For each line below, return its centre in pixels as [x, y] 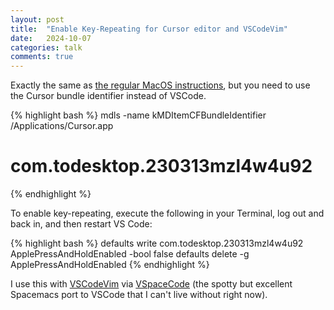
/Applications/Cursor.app [62, 126]
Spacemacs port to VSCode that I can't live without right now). [139, 295]
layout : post [37, 19]
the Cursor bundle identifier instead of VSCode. [108, 96]
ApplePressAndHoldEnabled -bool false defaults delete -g [130, 254]
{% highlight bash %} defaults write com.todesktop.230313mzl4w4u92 [157, 243]
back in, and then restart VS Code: [81, 224]
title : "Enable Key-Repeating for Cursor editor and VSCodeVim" [149, 29]
